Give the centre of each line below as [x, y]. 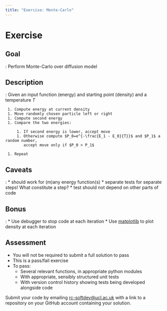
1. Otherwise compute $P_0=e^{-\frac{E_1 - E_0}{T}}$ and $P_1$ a [88, 136]
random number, [21, 141]
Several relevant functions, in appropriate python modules [81, 271]
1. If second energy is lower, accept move [63, 132]
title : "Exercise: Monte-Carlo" [39, 10]
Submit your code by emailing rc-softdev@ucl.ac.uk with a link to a [76, 297]
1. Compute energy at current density [49, 110]
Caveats [19, 170]
